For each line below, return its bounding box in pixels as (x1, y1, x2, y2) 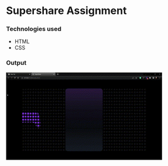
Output (6, 59, 27, 67)
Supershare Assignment (6, 4, 127, 17)
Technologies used (6, 25, 61, 33)
